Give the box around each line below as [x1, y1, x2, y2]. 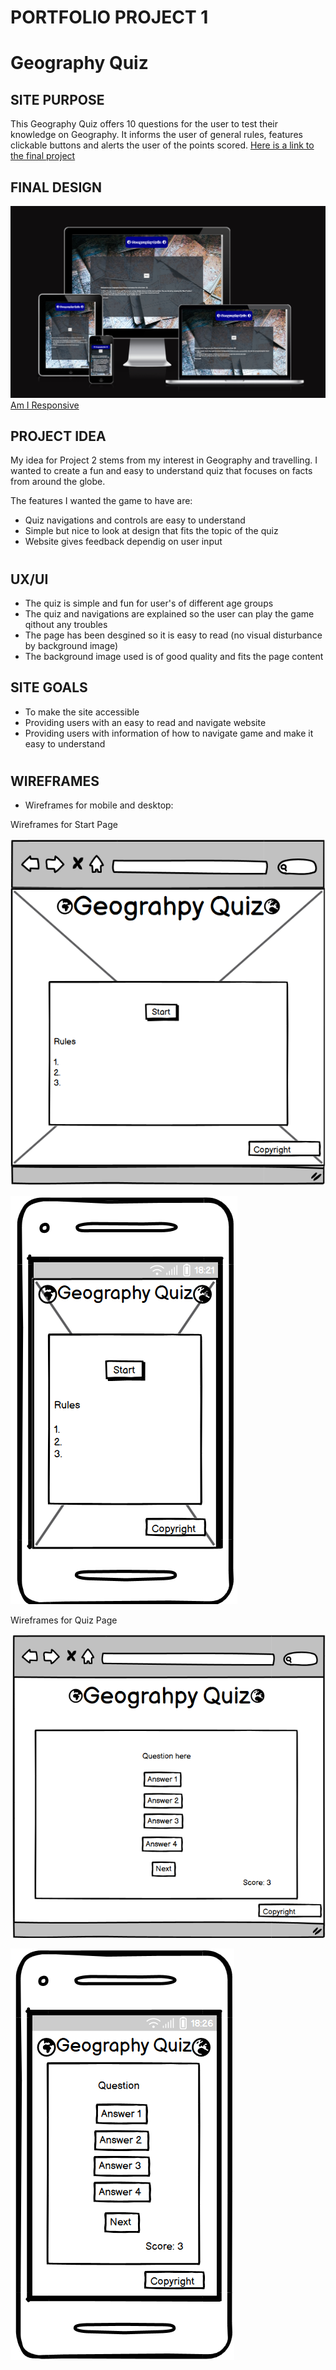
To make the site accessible [24, 706, 140, 718]
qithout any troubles [24, 619, 108, 631]
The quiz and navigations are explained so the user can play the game [24, 608, 315, 620]
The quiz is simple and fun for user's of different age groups [24, 597, 274, 610]
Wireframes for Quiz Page [10, 1614, 118, 1626]
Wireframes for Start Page [10, 819, 118, 831]
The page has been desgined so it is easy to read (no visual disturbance [24, 629, 323, 641]
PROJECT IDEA [10, 428, 107, 445]
